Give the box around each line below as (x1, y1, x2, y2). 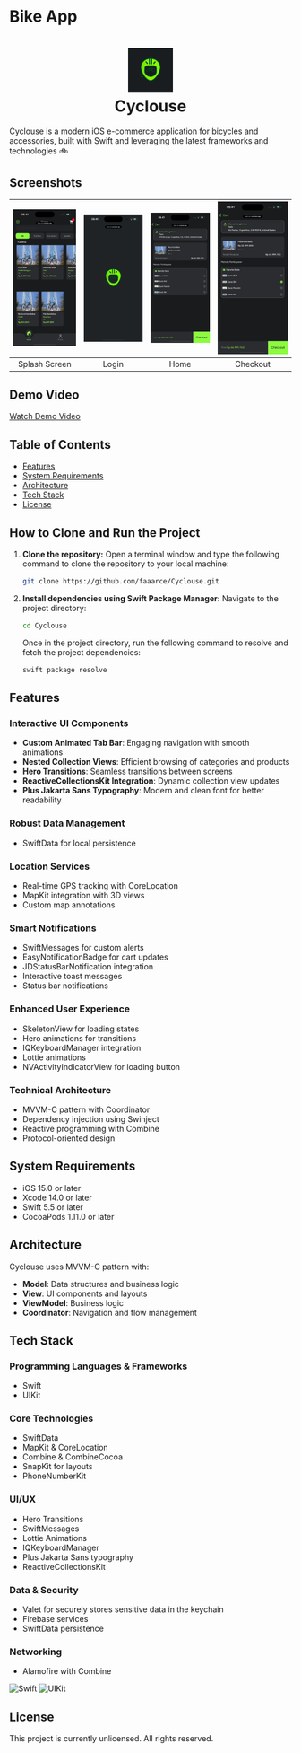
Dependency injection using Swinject (21, 1113, 159, 1124)
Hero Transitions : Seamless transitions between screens (21, 766, 233, 777)
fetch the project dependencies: (21, 646, 142, 657)
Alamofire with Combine (21, 1666, 112, 1677)
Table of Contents (9, 437, 112, 452)
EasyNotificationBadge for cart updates (21, 951, 168, 962)
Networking (9, 1645, 63, 1658)
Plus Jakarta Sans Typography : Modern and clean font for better (21, 785, 264, 796)
